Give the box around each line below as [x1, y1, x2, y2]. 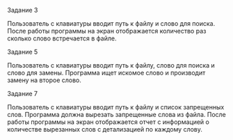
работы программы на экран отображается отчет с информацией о [7, 118, 210, 126]
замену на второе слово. [7, 76, 82, 84]
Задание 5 [7, 48, 38, 56]
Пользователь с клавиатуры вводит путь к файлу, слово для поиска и [7, 61, 216, 69]
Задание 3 [7, 6, 38, 14]
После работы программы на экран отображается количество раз [7, 27, 207, 35]
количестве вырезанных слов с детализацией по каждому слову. [7, 125, 203, 133]
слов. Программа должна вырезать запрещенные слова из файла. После [7, 111, 226, 118]
